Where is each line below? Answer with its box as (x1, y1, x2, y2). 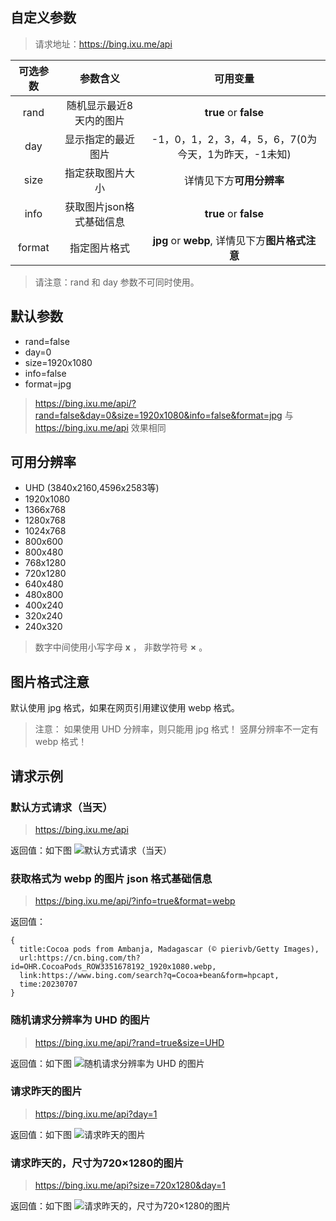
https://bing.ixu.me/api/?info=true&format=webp (34, 895, 236, 907)
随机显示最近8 (66, 98, 134, 112)
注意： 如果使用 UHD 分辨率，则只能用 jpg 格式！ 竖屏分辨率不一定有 (34, 723, 319, 735)
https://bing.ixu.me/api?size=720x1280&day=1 (34, 1179, 226, 1192)
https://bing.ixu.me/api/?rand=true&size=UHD (34, 1036, 225, 1048)
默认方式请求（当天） (10, 800, 113, 814)
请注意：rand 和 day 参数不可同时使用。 (34, 276, 200, 288)
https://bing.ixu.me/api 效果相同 (34, 421, 167, 433)
